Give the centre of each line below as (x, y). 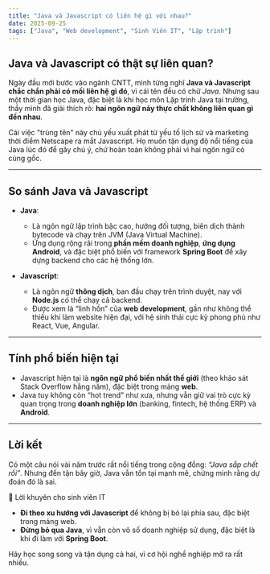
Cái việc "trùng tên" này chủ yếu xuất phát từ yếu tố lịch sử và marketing (129, 133)
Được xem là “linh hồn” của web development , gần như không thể (141, 308)
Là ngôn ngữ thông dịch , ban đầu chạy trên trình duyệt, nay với (137, 291)
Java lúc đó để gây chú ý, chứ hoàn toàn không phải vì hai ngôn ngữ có (127, 150)
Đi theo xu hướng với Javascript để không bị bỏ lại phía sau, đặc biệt (135, 513)
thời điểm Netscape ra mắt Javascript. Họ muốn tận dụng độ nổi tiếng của (131, 141)
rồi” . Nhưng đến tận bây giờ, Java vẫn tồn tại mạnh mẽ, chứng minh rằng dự (134, 473)
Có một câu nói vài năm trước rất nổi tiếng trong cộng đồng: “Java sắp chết (133, 465)
